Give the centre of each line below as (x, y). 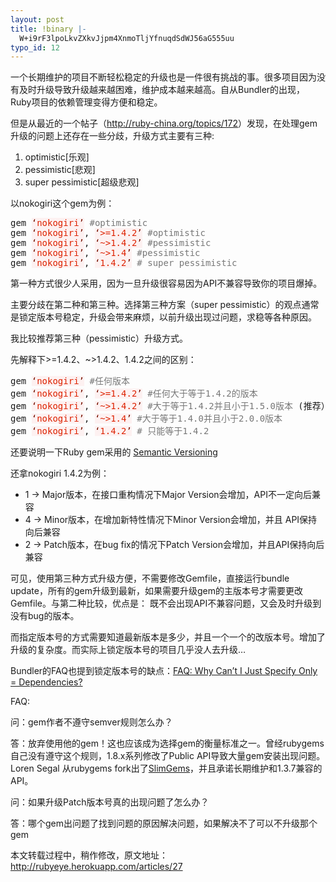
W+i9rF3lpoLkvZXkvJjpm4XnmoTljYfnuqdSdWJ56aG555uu (127, 38)
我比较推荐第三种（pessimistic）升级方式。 (99, 338)
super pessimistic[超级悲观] (82, 182)
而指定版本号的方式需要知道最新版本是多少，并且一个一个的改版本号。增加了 (168, 637)
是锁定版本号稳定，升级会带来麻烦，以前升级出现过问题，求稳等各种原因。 (163, 317)
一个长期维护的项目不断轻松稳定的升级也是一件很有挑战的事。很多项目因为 (163, 77)
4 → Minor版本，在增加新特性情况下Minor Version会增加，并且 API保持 (171, 520)
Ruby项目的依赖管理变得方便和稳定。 (86, 102)
